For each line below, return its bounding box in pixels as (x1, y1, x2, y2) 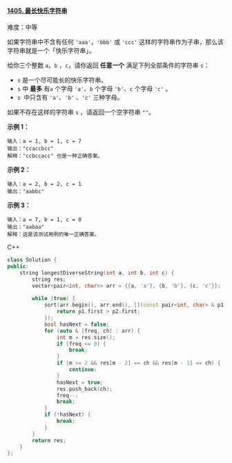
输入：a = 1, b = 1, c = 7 (7, 138, 81, 145)
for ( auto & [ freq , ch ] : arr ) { (43, 327, 141, 334)
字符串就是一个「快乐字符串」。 (7, 46, 95, 55)
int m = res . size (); (56, 333, 116, 341)
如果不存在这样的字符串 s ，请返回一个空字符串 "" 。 (7, 108, 155, 116)
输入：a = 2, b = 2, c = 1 (7, 181, 81, 188)
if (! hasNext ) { (43, 411, 91, 419)
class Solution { (7, 256, 57, 263)
